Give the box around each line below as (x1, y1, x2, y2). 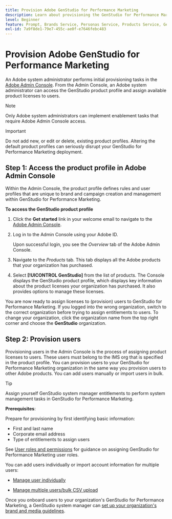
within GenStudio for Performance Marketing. (5, 196, 101, 202)
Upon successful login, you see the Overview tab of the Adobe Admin (12, 241, 160, 247)
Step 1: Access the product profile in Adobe (5, 163, 147, 172)
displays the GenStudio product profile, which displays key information (12, 277, 162, 283)
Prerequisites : (5, 405, 36, 411)
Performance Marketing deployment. (5, 149, 83, 155)
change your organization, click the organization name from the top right (5, 315, 159, 321)
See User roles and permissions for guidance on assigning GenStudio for (5, 446, 159, 452)
